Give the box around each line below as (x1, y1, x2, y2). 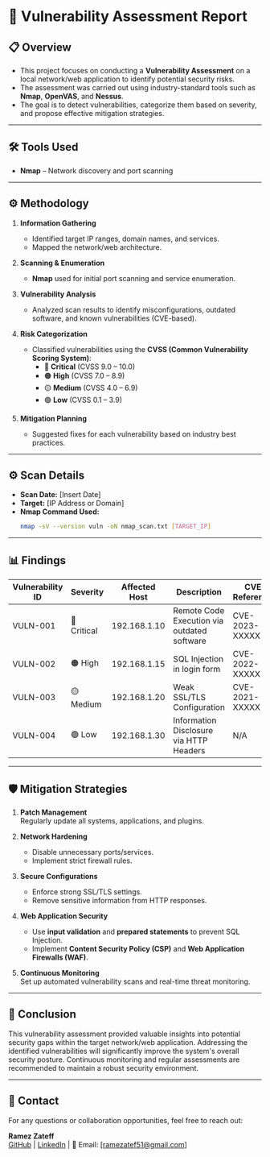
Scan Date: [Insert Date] (19, 490, 101, 500)
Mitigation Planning (19, 413, 87, 423)
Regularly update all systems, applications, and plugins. (19, 815, 205, 825)
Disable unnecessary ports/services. (31, 847, 154, 856)
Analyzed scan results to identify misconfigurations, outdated (31, 305, 235, 314)
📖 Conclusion (8, 1007, 76, 1022)
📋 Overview (8, 40, 72, 54)
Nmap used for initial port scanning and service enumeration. (31, 273, 235, 283)
